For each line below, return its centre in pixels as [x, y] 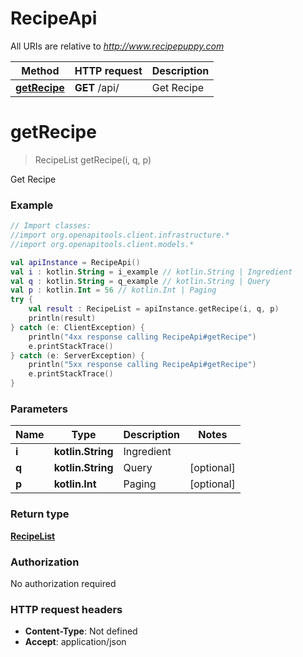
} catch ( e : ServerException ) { [77, 355]
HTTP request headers [66, 609]
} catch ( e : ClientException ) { [77, 327]
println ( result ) [62, 318]
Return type [40, 514]
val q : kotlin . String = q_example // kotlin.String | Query [140, 281]
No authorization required [63, 583]
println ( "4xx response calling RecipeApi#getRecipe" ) [142, 337]
